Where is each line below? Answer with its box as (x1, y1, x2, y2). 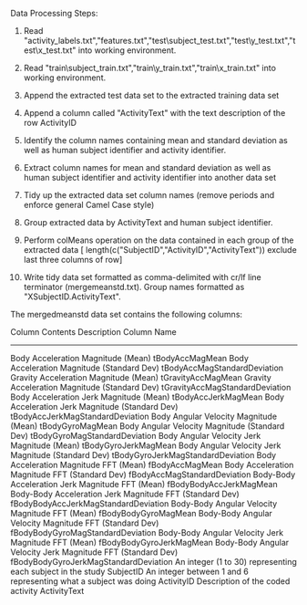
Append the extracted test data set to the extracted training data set (23, 90, 280, 100)
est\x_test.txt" (23, 45, 77, 56)
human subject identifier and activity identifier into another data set (23, 172, 277, 183)
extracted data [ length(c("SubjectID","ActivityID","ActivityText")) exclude (23, 245, 297, 255)
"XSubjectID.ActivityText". (23, 291, 121, 302)
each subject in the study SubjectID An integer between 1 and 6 (10, 566, 250, 577)
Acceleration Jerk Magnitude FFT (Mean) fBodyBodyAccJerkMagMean (10, 479, 278, 489)
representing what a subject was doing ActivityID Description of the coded (10, 576, 291, 587)
